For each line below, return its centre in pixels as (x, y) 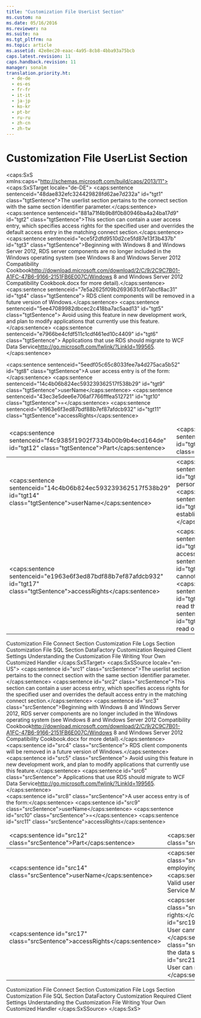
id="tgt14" (24, 495)
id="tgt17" (24, 583)
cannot (186, 576)
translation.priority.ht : (38, 73)
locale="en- (167, 662)
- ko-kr (21, 106)
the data (179, 952)
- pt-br (21, 112)
